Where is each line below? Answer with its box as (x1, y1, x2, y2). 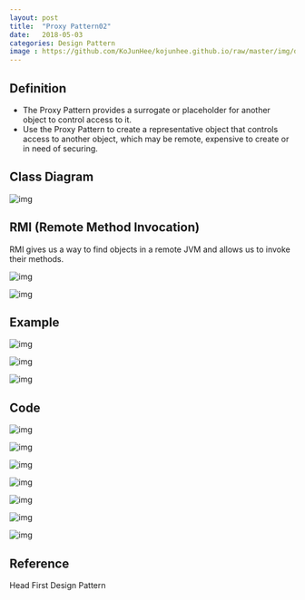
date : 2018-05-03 (9, 30, 84, 39)
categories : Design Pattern (9, 38, 116, 48)
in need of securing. (22, 142, 98, 154)
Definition (9, 81, 66, 96)
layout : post (9, 13, 59, 23)
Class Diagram (9, 169, 93, 185)
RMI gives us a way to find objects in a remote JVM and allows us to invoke (9, 244, 290, 255)
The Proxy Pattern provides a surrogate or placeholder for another (22, 104, 271, 115)
